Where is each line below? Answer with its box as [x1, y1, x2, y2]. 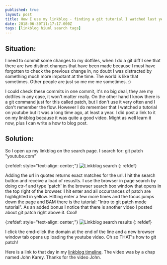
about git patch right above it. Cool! [5, 209, 78, 215]
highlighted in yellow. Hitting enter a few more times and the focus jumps [5, 193, 155, 199]
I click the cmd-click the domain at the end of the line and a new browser [5, 229, 155, 235]
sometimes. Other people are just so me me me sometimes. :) [5, 78, 131, 85]
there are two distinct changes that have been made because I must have [5, 63, 156, 69]
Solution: [5, 134, 34, 143]
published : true [5, 7, 39, 12]
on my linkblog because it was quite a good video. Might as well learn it [5, 115, 152, 121]
